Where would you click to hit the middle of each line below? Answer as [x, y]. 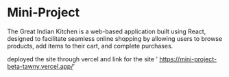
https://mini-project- [188, 59]
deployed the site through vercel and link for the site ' [83, 59]
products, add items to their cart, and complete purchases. [90, 46]
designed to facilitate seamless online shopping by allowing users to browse [115, 38]
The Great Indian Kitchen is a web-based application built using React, [107, 31]
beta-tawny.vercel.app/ [40, 66]
